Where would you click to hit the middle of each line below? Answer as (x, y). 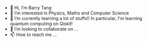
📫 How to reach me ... (33, 34)
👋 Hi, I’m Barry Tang (31, 8)
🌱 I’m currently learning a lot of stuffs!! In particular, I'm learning (76, 18)
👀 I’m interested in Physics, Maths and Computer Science (69, 13)
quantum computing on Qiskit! (41, 23)
